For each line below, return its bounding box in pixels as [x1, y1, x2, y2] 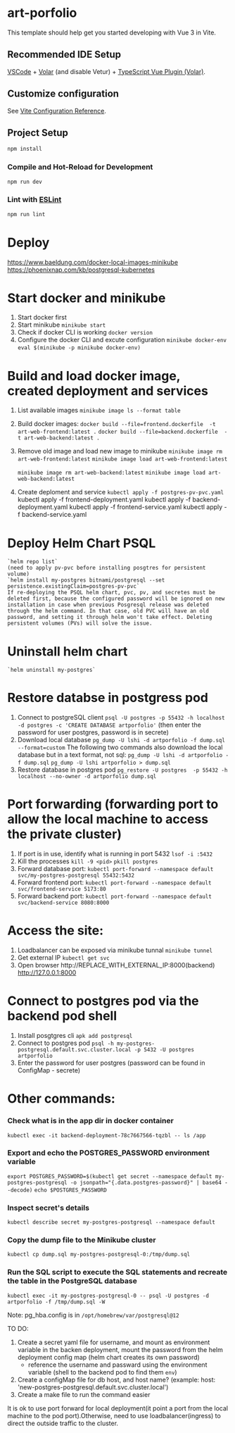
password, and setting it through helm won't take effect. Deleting [7, 614, 212, 621]
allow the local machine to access [7, 811, 209, 827]
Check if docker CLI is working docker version [17, 328, 153, 337]
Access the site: [7, 922, 104, 939]
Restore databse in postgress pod [7, 690, 209, 706]
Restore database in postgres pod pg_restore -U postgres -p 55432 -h [17, 765, 228, 774]
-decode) [7, 1187, 33, 1194]
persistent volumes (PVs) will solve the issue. [7, 620, 153, 627]
